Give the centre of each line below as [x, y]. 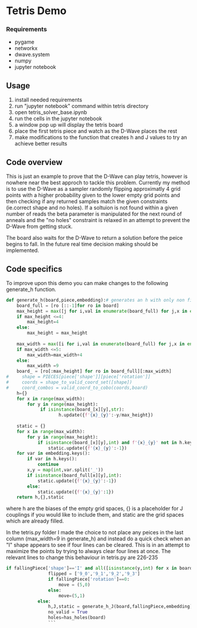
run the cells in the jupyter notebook [58, 118]
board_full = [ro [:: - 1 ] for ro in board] [68, 305]
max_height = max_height [57, 333]
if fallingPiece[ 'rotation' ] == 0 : [89, 579]
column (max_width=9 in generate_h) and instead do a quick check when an [98, 539]
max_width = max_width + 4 [55, 355]
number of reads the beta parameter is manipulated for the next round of [94, 214]
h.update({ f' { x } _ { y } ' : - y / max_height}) [106, 415]
